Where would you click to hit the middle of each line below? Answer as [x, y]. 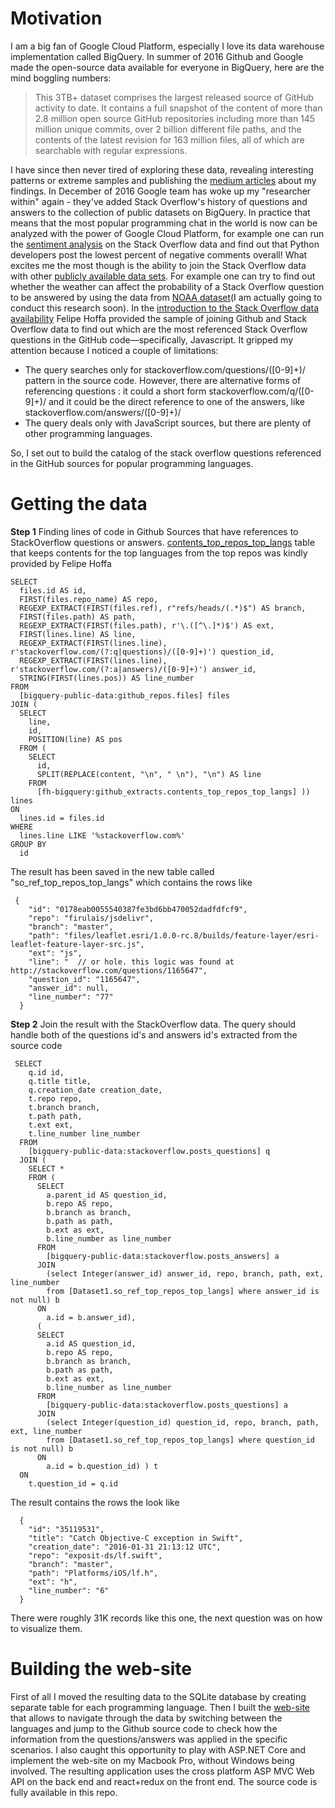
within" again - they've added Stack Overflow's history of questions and [159, 201]
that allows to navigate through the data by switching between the [146, 1718]
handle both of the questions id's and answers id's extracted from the [154, 1034]
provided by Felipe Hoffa [61, 563]
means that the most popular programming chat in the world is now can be [164, 223]
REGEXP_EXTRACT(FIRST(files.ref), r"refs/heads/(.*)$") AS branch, [163, 608]
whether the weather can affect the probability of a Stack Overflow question [167, 286]
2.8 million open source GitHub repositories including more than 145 [175, 118]
